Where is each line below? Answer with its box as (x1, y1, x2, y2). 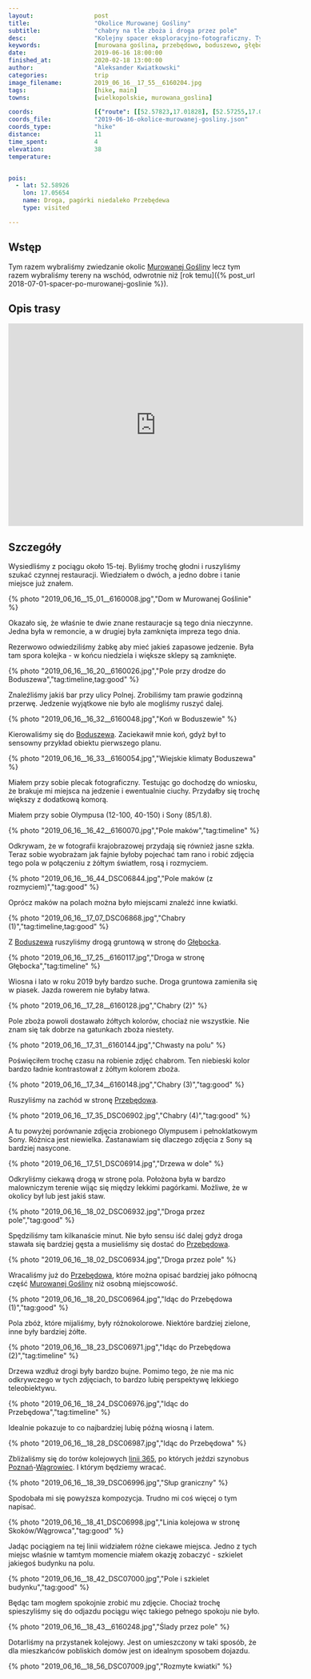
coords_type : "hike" (8, 123, 116, 131)
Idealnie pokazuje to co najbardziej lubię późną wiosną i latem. (8, 1423, 214, 1433)
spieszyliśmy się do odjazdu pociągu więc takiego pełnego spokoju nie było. (8, 1606, 260, 1617)
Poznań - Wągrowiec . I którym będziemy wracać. (8, 1462, 166, 1473)
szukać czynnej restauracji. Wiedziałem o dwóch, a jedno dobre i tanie (8, 570, 241, 580)
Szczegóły (8, 540, 62, 554)
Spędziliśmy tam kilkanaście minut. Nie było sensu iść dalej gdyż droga (8, 1231, 243, 1240)
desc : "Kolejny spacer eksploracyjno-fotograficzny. (8, 34, 252, 42)
